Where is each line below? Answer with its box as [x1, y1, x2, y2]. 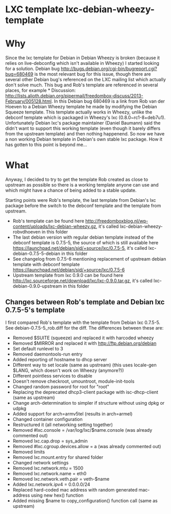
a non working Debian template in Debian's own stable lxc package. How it [5, 136, 162, 143]
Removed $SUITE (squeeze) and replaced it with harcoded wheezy [12, 335, 154, 341]
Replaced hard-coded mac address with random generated [12, 486, 138, 493]
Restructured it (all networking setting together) [12, 422, 113, 428]
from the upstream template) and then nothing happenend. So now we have [5, 131, 165, 137]
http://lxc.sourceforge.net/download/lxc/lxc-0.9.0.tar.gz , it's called [12, 277, 153, 284]
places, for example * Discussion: [5, 87, 76, 94]
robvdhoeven [12, 229, 41, 235]
